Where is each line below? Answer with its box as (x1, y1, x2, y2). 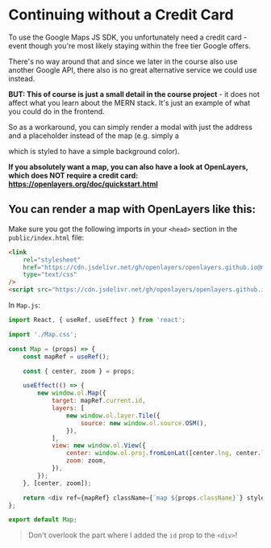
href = (23, 263, 42, 271)
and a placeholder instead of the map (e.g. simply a (8, 131, 180, 140)
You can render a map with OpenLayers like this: (8, 203, 256, 216)
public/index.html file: (8, 232, 85, 242)
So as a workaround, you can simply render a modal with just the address (8, 122, 252, 132)
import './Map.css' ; (8, 330, 78, 338)
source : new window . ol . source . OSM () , (80, 419, 207, 427)
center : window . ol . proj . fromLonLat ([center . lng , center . (65, 450, 262, 458)
